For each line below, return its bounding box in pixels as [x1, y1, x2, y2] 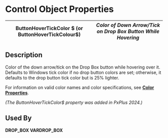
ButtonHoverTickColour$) [17, 31, 81, 38]
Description [5, 51, 42, 59]
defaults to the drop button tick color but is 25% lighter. [5, 74, 119, 80]
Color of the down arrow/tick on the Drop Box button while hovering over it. [5, 64, 160, 70]
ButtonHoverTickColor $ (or [15, 24, 83, 31]
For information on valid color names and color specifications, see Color [5, 84, 154, 90]
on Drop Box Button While [96, 27, 160, 34]
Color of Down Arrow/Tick [95, 21, 160, 28]
